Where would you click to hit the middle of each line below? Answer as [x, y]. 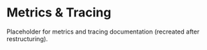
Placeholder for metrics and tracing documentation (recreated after [103, 32]
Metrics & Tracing [59, 13]
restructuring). [27, 38]
